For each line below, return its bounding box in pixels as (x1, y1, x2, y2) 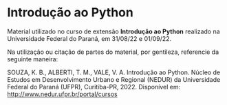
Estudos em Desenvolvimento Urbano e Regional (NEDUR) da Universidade (7, 75, 221, 83)
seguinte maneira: (7, 55, 58, 63)
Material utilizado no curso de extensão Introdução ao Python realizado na (7, 27, 220, 35)
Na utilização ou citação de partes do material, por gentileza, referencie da (7, 48, 219, 56)
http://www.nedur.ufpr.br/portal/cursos (7, 90, 118, 98)
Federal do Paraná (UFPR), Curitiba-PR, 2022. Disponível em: (7, 82, 181, 91)
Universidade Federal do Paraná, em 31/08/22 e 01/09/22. (7, 34, 172, 42)
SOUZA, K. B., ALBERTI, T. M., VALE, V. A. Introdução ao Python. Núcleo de (7, 68, 221, 76)
